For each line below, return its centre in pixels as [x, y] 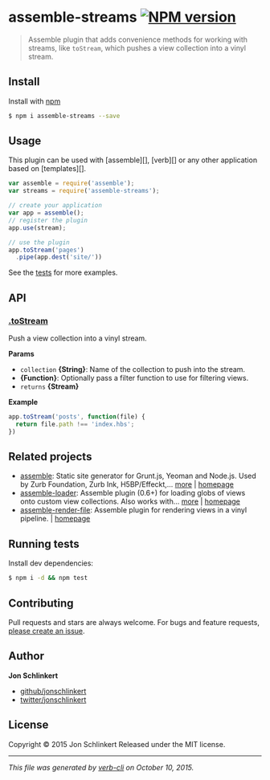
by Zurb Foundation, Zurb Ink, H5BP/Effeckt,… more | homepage [127, 484]
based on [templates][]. [47, 169]
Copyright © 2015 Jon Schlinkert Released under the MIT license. [117, 744]
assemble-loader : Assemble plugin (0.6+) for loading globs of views [133, 493]
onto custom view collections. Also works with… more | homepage [130, 501]
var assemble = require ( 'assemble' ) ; [72, 184]
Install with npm [35, 101]
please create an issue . [47, 631]
